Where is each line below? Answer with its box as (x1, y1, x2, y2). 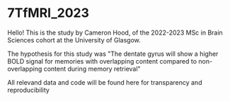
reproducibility (7, 85, 50, 94)
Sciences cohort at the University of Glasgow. (7, 35, 142, 44)
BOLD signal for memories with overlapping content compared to (7, 57, 197, 65)
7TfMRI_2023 (7, 5, 90, 21)
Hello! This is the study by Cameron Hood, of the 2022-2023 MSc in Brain (7, 28, 223, 37)
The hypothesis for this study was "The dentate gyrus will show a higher (7, 49, 219, 58)
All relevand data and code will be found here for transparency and (7, 78, 202, 86)
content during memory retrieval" (43, 64, 141, 73)
